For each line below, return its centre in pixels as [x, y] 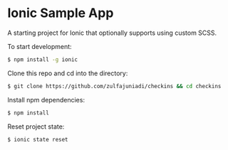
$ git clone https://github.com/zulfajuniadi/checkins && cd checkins [114, 86]
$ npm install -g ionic [43, 59]
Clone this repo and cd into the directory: [68, 73]
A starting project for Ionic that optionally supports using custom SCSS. [112, 33]
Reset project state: [36, 127]
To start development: [40, 46]
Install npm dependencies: [46, 100]
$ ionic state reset [38, 139]
